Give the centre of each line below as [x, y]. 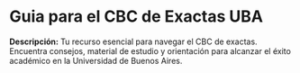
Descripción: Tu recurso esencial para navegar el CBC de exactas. [134, 41]
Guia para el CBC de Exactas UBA [136, 17]
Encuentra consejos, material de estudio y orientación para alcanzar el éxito [150, 50]
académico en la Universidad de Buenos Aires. [96, 60]
